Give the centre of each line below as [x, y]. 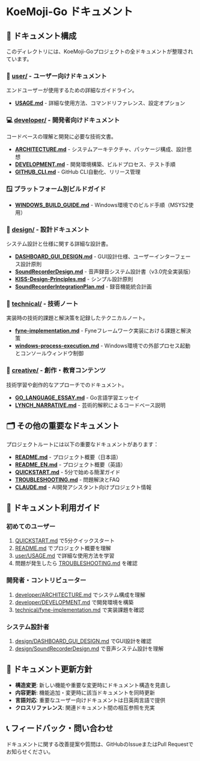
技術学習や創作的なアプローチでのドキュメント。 [67, 385]
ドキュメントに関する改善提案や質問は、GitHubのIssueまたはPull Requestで [100, 744]
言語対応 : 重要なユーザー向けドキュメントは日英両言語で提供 [90, 700]
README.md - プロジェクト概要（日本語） [68, 457]
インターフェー [172, 256]
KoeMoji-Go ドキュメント [70, 12]
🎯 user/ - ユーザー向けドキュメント [56, 76]
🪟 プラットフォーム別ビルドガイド [56, 188]
